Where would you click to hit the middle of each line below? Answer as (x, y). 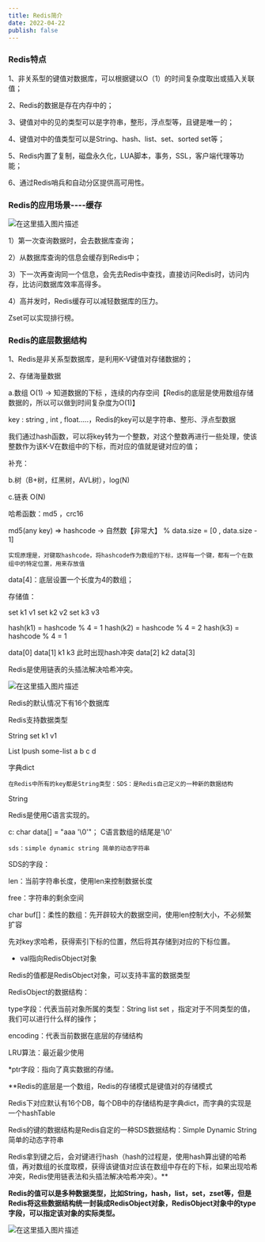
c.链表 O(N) (27, 497)
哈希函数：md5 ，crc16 (46, 514)
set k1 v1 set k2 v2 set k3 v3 (54, 612)
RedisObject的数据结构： (49, 992)
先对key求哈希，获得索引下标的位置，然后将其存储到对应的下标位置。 (121, 941)
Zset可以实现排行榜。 (43, 317)
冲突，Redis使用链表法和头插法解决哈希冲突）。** (88, 1177)
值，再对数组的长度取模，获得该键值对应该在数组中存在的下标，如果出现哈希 (133, 1167)
